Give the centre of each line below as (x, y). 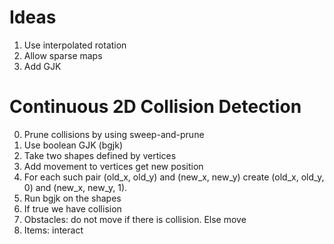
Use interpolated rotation (75, 45)
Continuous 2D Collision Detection (155, 107)
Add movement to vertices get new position (113, 166)
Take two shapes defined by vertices (100, 155)
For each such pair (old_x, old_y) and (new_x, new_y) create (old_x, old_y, (174, 177)
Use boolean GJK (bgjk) (73, 145)
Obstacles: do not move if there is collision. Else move (135, 219)
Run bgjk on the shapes (72, 198)
